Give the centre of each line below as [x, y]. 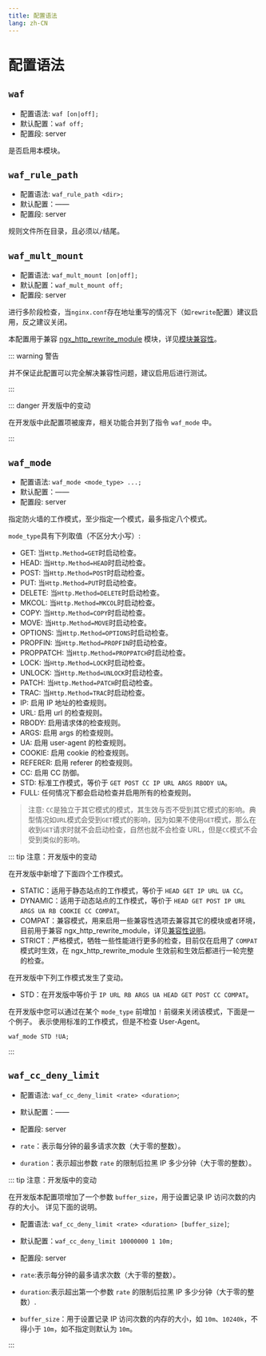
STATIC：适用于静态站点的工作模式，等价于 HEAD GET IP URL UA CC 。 [133, 890]
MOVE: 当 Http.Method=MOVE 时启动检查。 [85, 622]
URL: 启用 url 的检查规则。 [63, 712]
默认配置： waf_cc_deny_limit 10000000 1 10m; [97, 1241]
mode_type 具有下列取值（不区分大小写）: [75, 536]
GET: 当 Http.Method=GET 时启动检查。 [80, 552]
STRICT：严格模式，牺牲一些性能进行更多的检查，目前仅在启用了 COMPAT [139, 940]
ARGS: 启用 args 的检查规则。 [69, 732]
